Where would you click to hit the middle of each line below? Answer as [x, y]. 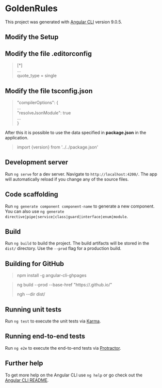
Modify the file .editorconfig [49, 54]
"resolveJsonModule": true [44, 113]
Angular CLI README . [27, 380]
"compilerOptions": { [38, 102]
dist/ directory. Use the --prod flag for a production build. [63, 248]
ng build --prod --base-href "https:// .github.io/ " [65, 285]
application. [17, 137]
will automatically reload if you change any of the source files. [67, 179]
